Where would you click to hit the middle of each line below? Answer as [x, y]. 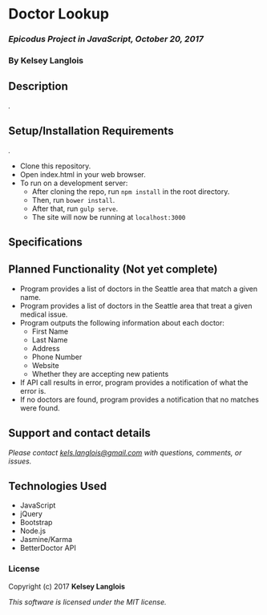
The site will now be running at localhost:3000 [109, 216]
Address [46, 348]
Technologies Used [57, 486]
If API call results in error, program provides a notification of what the [134, 382]
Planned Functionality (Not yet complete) [113, 269]
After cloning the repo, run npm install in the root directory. [131, 191]
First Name [50, 331]
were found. [40, 408]
